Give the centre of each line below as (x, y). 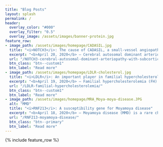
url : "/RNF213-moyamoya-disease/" (44, 117)
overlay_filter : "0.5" (32, 32)
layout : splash (20, 14)
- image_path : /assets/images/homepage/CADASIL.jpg (58, 45)
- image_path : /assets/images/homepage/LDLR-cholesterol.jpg (68, 73)
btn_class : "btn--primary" (37, 122)
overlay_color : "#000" (32, 28)
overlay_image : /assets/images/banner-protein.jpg (62, 37)
